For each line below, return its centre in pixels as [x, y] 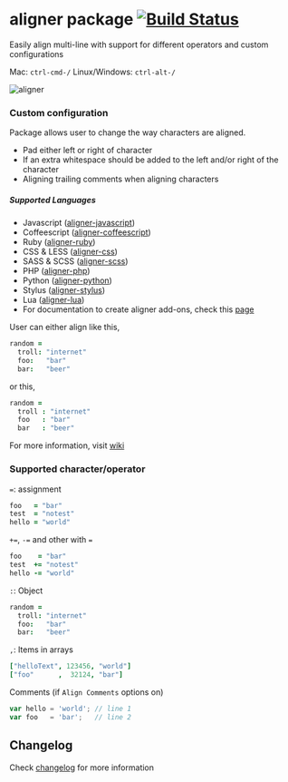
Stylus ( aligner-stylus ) [64, 290]
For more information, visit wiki [67, 445]
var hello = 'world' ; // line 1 [70, 709]
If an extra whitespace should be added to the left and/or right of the [150, 160]
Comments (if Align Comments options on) [86, 692]
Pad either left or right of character [87, 151]
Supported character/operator [77, 469]
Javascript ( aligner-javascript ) [79, 223]
